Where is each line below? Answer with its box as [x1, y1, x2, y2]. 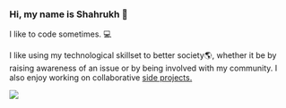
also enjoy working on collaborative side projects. [9, 72, 193, 83]
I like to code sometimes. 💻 [9, 29, 112, 39]
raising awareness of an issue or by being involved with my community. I [9, 62, 278, 74]
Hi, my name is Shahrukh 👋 [9, 8, 128, 21]
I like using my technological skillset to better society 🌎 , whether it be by [9, 50, 277, 61]
